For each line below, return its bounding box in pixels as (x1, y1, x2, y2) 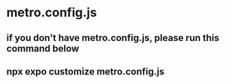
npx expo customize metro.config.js (6, 66, 165, 77)
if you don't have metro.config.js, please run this (6, 32, 220, 44)
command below (6, 42, 80, 54)
